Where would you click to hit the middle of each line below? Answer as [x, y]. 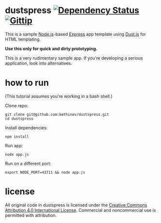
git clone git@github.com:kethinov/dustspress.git [57, 114]
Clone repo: [17, 105]
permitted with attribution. [31, 215]
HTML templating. [23, 39]
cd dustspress [19, 119]
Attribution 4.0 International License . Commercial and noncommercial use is [80, 210]
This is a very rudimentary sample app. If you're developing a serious [74, 58]
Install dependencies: [26, 127]
